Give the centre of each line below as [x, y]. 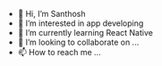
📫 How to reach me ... [59, 52]
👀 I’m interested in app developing [81, 23]
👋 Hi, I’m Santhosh [52, 14]
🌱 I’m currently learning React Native [85, 33]
